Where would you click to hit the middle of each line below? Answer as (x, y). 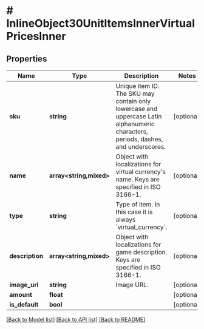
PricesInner (36, 36)
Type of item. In (138, 204)
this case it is (134, 212)
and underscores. (141, 147)
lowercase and (137, 109)
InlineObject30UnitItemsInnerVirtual (101, 23)
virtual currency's (141, 172)
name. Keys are (138, 179)
